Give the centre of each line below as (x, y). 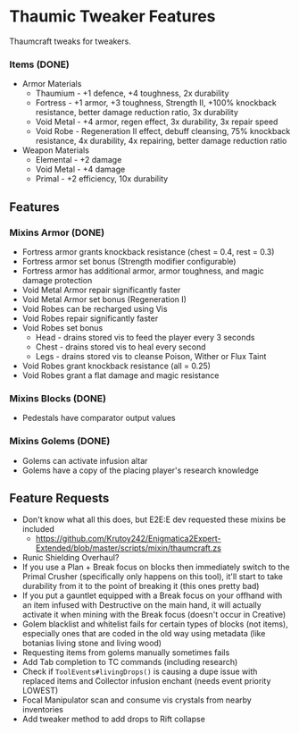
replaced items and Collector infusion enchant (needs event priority (146, 681)
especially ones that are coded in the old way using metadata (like (144, 634)
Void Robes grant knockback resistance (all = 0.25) (116, 366)
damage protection (57, 280)
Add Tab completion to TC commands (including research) (130, 662)
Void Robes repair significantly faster (90, 318)
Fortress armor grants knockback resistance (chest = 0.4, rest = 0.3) (148, 251)
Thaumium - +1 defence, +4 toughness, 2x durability (132, 93)
